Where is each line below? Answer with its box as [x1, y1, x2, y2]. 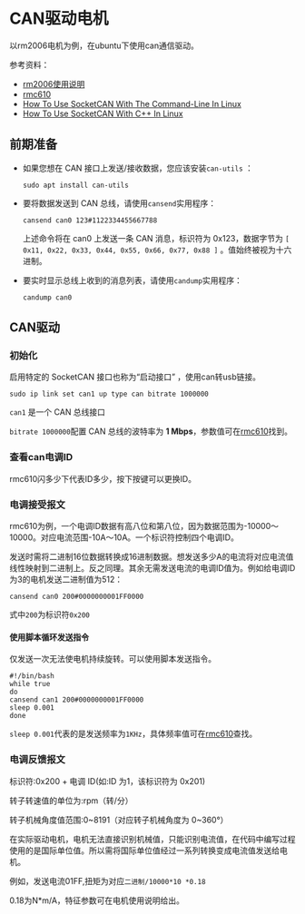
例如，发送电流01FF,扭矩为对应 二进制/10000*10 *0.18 [9, 875, 206, 886]
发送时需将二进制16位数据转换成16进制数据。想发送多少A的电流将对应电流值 [9, 551, 294, 563]
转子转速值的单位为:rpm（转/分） [9, 795, 133, 806]
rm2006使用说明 [22, 78, 85, 89]
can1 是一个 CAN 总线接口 [9, 407, 106, 418]
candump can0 [22, 292, 73, 302]
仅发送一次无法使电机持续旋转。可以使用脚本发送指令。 [9, 654, 216, 664]
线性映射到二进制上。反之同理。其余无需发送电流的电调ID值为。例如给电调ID [9, 563, 296, 574]
